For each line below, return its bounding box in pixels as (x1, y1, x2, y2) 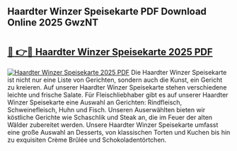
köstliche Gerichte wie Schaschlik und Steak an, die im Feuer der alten (7, 113, 213, 121)
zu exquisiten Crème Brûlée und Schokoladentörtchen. (7, 135, 167, 144)
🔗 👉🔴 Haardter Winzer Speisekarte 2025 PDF (7, 46, 214, 58)
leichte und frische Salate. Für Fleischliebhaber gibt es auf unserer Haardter (7, 91, 229, 99)
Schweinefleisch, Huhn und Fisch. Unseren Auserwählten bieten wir (7, 106, 206, 114)
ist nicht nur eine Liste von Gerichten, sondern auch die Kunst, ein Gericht (7, 75, 223, 84)
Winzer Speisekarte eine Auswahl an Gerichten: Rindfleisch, (7, 98, 183, 107)
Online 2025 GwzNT (7, 17, 99, 29)
